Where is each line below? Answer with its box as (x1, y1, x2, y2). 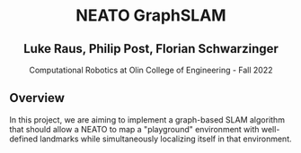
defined (9, 133, 39, 144)
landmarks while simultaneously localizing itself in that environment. (40, 133, 292, 144)
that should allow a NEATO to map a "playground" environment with (9, 123, 260, 134)
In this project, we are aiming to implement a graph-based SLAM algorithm (9, 114, 286, 125)
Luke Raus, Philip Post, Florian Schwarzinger (23, 41, 279, 56)
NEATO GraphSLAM (75, 5, 226, 26)
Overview (9, 90, 66, 106)
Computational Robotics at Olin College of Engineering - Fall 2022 (29, 64, 273, 75)
